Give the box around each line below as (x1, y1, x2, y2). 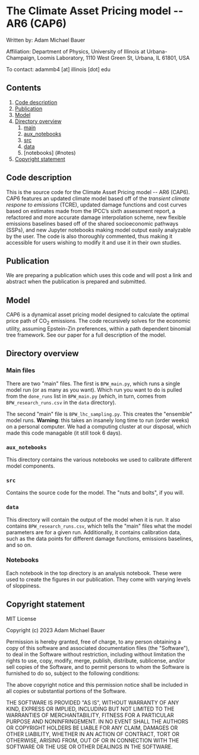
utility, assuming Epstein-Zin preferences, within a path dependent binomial (6, 325, 191, 332)
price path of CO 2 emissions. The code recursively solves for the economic (6, 318, 191, 326)
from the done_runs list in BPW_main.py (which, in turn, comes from (6, 392, 166, 399)
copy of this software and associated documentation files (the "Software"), (6, 644, 190, 651)
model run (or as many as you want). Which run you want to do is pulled (6, 386, 182, 393)
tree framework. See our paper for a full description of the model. (6, 331, 166, 338)
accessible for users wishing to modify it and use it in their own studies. (6, 239, 182, 246)
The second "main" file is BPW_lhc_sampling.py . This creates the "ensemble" (6, 410, 192, 417)
